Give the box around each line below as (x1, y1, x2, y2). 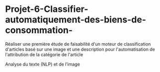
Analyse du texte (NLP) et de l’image (5, 61, 80, 67)
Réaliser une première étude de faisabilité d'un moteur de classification (5, 41, 151, 47)
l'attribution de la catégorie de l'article (5, 51, 83, 58)
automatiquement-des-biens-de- (5, 14, 147, 25)
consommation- (5, 25, 73, 36)
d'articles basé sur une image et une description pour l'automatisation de (5, 46, 155, 52)
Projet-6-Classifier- (5, 3, 88, 15)
